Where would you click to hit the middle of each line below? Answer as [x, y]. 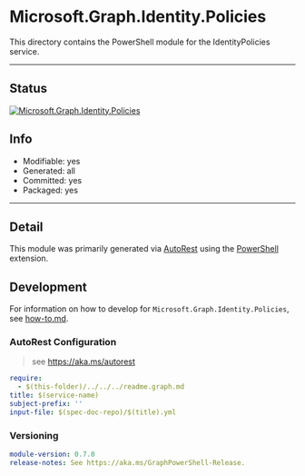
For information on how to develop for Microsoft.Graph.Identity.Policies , [149, 309]
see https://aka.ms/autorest [84, 362]
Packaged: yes [50, 190]
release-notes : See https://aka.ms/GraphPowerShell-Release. [128, 463]
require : [26, 379]
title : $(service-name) [54, 396]
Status [29, 89]
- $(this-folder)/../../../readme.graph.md [101, 387]
